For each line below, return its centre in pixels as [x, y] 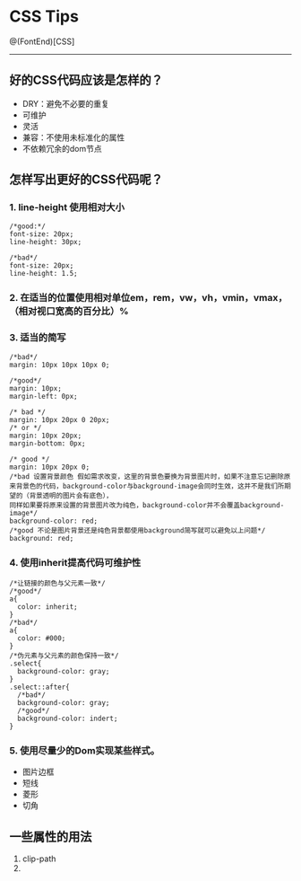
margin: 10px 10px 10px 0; [60, 365]
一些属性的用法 [51, 837]
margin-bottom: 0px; [48, 443]
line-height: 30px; [46, 242]
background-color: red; [54, 521]
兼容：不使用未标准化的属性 [73, 137]
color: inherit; [47, 607]
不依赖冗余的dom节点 [62, 148]
